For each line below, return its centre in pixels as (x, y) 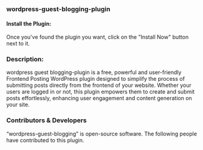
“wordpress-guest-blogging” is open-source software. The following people (102, 134)
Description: (25, 60)
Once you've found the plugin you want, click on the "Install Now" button (98, 37)
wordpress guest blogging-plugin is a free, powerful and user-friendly (94, 72)
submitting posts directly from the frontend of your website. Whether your (99, 85)
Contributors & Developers (46, 120)
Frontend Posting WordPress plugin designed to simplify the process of (96, 79)
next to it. (18, 44)
